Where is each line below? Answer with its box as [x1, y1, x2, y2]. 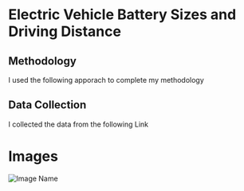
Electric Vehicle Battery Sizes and [8, 6, 237, 24]
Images [8, 147, 58, 165]
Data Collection [8, 98, 87, 112]
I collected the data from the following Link [8, 119, 149, 129]
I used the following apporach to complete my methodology [8, 76, 205, 84]
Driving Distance [8, 22, 122, 41]
